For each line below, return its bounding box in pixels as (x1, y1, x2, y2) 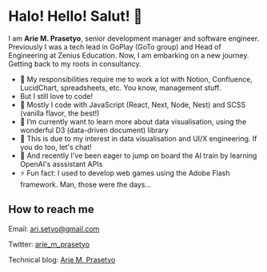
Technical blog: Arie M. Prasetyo (8, 254, 116, 264)
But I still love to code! (19, 91, 94, 101)
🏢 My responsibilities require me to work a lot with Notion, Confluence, (19, 74, 253, 84)
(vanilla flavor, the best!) (19, 108, 100, 118)
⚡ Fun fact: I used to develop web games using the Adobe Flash (19, 168, 230, 178)
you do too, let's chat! (19, 142, 92, 152)
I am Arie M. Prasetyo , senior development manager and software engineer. (8, 34, 260, 43)
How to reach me (8, 203, 94, 216)
